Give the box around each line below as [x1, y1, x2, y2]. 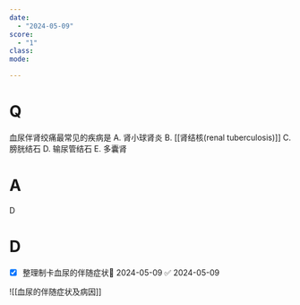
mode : [9, 55, 30, 64]
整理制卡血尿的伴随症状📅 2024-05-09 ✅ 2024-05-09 [21, 266, 220, 278]
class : [9, 47, 34, 56]
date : [9, 13, 30, 22]
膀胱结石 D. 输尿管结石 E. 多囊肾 [9, 143, 127, 153]
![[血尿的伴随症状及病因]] [9, 286, 102, 297]
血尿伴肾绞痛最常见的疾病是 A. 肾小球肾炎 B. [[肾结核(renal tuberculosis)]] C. [9, 132, 291, 143]
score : [9, 30, 34, 39]
